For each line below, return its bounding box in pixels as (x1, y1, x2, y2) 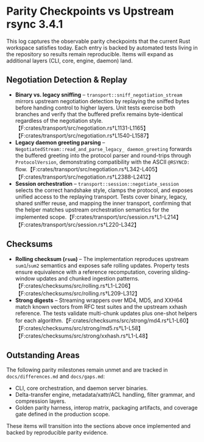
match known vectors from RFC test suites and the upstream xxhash (15, 303, 188, 310)
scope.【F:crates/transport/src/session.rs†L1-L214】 (49, 213, 181, 221)
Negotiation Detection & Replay (6, 75, 128, 85)
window (15, 274, 35, 282)
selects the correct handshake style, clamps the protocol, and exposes (15, 186, 193, 194)
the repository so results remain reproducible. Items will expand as (6, 50, 174, 57)
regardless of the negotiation (15, 117, 88, 124)
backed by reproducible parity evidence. (6, 429, 108, 436)
